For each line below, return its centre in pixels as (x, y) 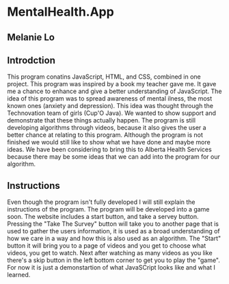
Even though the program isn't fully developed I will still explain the (102, 202)
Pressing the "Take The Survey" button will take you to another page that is (113, 224)
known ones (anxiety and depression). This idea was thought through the (110, 106)
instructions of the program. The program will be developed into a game (108, 209)
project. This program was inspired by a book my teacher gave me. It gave (112, 84)
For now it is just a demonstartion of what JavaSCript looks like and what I (111, 268)
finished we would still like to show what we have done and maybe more (109, 142)
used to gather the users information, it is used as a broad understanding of (113, 231)
